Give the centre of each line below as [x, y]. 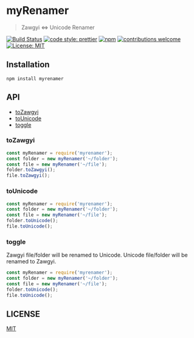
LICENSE [23, 314]
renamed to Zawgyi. [31, 262]
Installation [28, 65]
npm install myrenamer [35, 79]
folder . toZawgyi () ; [31, 170]
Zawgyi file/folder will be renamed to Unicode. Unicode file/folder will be [97, 255]
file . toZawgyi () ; [28, 176]
